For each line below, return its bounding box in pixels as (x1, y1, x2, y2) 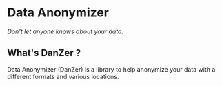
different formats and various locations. (7, 72, 119, 81)
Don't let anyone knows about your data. (7, 27, 124, 35)
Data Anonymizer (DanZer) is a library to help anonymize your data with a (7, 65, 216, 73)
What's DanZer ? (7, 47, 81, 59)
